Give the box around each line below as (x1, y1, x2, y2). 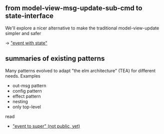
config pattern (12, 88, 42, 94)
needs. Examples (5, 73, 41, 79)
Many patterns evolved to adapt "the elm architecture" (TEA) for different (5, 67, 156, 74)
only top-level (12, 104, 41, 110)
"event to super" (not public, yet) (12, 123, 80, 129)
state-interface (5, 12, 54, 20)
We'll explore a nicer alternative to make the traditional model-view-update (5, 25, 159, 31)
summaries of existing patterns (5, 54, 105, 63)
